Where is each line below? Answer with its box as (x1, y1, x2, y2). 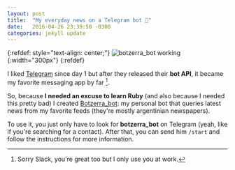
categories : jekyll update (7, 29, 86, 37)
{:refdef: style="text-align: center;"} (7, 49, 111, 57)
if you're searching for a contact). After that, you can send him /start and (7, 127, 220, 136)
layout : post (7, 10, 45, 17)
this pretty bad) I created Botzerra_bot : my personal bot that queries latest (7, 99, 222, 107)
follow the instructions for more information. (7, 134, 134, 143)
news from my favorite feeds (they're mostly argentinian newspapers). (7, 106, 211, 115)
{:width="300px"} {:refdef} (7, 56, 85, 65)
